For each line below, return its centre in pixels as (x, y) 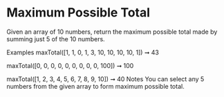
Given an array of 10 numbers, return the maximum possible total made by (112, 32)
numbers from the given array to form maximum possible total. (95, 86)
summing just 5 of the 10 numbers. (56, 39)
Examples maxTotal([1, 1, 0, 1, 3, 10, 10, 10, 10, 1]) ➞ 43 (83, 52)
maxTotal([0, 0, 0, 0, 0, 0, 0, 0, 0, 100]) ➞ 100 (70, 65)
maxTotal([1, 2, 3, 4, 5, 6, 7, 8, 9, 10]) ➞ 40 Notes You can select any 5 (105, 79)
